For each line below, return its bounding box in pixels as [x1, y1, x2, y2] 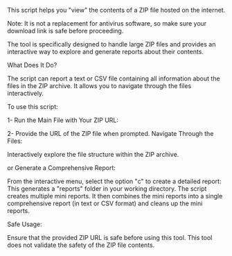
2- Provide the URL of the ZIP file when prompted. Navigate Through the [7, 130, 214, 137]
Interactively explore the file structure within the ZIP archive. [7, 151, 179, 158]
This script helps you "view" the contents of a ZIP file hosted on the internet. [7, 6, 226, 14]
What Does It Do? [7, 61, 57, 69]
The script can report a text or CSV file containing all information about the [7, 74, 220, 83]
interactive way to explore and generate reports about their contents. [7, 48, 204, 56]
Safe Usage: [7, 220, 43, 228]
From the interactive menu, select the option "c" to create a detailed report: [7, 177, 222, 185]
